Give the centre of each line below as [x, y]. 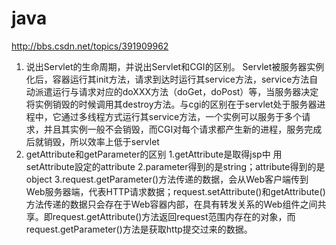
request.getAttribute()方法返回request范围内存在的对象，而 [174, 216]
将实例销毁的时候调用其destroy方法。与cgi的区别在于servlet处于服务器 [171, 104]
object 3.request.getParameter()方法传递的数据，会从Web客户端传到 [167, 179]
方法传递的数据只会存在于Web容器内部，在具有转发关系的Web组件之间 [171, 204]
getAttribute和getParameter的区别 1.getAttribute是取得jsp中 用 [154, 154]
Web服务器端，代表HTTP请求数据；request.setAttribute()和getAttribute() [175, 191]
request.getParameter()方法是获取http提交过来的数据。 [139, 229]
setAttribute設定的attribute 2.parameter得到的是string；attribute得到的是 [175, 166]
